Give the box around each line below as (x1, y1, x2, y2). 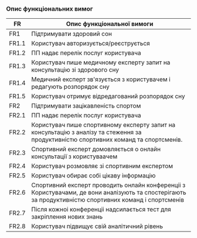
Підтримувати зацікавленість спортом (31, 102, 141, 110)
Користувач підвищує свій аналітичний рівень (31, 222, 163, 230)
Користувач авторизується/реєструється (31, 39, 151, 48)
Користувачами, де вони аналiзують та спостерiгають (31, 189, 186, 197)
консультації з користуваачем (31, 152, 118, 160)
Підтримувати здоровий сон (31, 30, 113, 38)
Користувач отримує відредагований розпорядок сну (31, 92, 185, 100)
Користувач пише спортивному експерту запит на (31, 121, 176, 129)
